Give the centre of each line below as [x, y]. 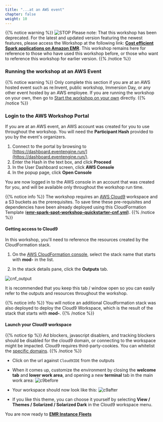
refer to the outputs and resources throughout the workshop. [67, 293]
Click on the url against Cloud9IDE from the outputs [63, 361]
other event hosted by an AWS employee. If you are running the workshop [80, 92]
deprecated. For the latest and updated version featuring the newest [74, 38]
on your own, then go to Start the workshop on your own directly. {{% [75, 98]
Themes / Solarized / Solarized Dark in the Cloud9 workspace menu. [82, 405]
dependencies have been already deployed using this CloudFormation [76, 207]
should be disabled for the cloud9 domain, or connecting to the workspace [81, 341]
